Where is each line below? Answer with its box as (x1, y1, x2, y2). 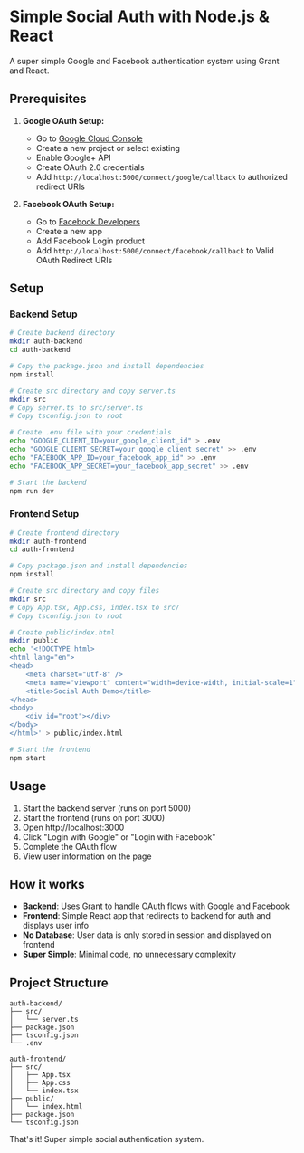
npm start (9, 753, 47, 762)
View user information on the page (22, 851, 152, 862)
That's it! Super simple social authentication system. (9, 1134, 204, 1145)
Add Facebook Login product (35, 235, 146, 246)
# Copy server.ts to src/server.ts (9, 403, 144, 413)
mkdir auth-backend (9, 337, 83, 346)
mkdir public (9, 636, 59, 645)
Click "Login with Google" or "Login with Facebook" (22, 831, 216, 843)
